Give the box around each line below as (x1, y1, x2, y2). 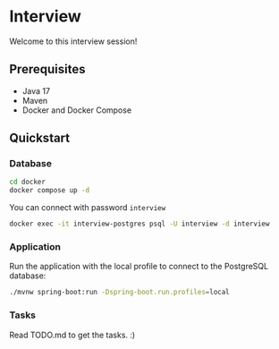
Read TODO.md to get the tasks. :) (9, 329, 136, 340)
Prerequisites (9, 62, 86, 77)
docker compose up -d (9, 186, 90, 195)
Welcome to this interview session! (9, 36, 138, 47)
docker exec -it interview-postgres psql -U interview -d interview (9, 219, 270, 229)
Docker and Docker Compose (21, 105, 132, 115)
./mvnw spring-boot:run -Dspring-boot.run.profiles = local (9, 288, 230, 297)
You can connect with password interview (9, 202, 166, 213)
